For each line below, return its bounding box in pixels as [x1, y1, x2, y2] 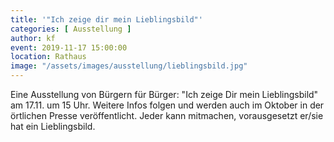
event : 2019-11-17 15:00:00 [10, 42, 128, 53]
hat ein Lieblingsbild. [10, 121, 96, 132]
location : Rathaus [10, 52, 87, 62]
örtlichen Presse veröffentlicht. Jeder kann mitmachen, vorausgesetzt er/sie [10, 110, 324, 121]
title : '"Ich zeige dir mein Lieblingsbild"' [10, 14, 203, 25]
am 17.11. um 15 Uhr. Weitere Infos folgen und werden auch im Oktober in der [10, 99, 325, 111]
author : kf [10, 33, 56, 43]
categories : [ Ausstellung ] [10, 24, 132, 34]
